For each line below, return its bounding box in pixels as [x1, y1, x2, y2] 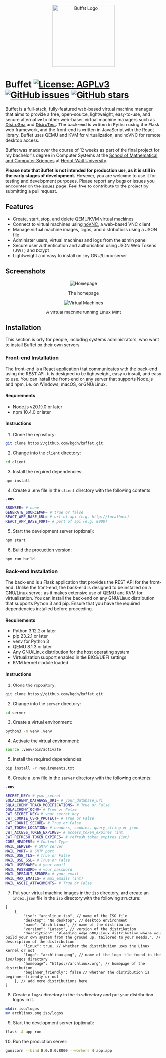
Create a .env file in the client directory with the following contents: [12, 487, 152, 493]
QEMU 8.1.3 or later [12, 644, 52, 650]
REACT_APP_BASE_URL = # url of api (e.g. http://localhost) [5, 514, 130, 520]
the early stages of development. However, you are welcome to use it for [5, 172, 156, 178]
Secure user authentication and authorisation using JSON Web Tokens [12, 242, 157, 248]
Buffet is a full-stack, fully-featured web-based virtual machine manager [5, 106, 153, 112]
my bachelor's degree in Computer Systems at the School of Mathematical [5, 152, 158, 158]
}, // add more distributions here [14, 978, 88, 984]
